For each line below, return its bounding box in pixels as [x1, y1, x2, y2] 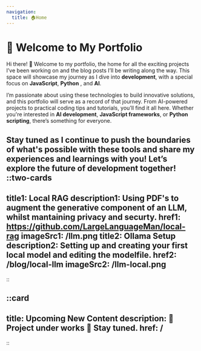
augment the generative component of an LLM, [6, 203, 188, 213]
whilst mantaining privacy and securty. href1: [6, 212, 181, 223]
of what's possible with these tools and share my [6, 144, 195, 154]
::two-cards [6, 172, 53, 183]
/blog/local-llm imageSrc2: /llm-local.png [6, 260, 166, 270]
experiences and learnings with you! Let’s [6, 154, 168, 164]
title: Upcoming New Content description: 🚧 [6, 313, 174, 324]
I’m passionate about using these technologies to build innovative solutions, [6, 91, 195, 99]
